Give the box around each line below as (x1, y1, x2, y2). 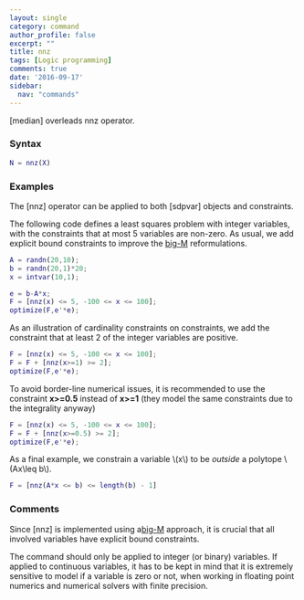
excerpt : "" (9, 38, 55, 48)
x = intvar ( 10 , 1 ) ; (9, 272, 79, 281)
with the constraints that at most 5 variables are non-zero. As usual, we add (9, 227, 294, 238)
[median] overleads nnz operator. (9, 115, 135, 126)
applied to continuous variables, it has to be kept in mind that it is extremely (9, 561, 294, 572)
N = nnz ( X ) (9, 158, 51, 167)
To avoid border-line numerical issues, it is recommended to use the (9, 383, 266, 394)
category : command (9, 22, 79, 31)
